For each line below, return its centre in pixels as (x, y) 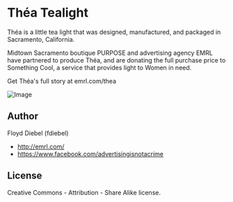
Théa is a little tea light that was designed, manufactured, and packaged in (114, 32)
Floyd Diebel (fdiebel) (38, 133)
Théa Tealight (48, 13)
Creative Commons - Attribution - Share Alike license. (84, 192)
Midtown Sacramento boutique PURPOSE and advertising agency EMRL (110, 53)
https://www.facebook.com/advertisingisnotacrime (90, 153)
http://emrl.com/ (41, 146)
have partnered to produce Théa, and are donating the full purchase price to (116, 60)
